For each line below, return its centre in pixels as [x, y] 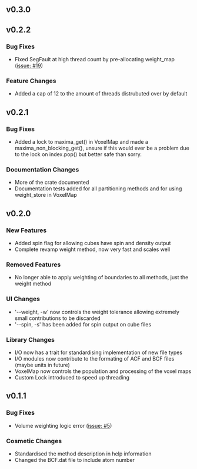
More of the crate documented [52, 183]
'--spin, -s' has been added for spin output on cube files [83, 324]
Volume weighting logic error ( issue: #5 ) [63, 425]
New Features [26, 230]
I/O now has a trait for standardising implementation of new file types [98, 352]
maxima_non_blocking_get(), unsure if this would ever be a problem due [102, 148]
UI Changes [23, 299]
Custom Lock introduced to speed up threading [72, 377]
